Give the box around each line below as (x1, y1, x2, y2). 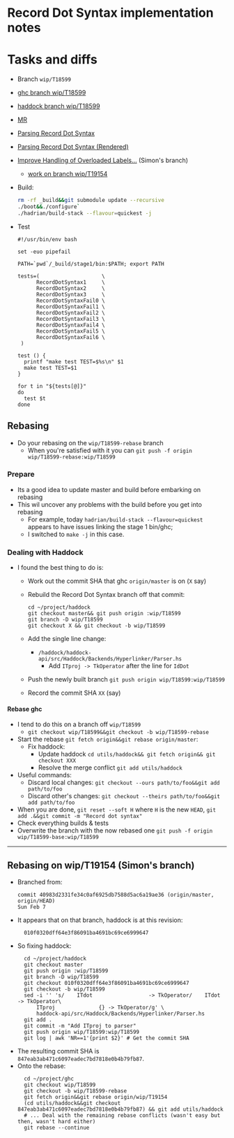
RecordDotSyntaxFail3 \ (36, 315, 106, 322)
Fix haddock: (27, 742, 65, 751)
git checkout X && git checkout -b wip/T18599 (27, 622, 166, 630)
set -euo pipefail (17, 248, 71, 255)
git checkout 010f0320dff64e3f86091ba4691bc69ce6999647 (24, 980, 189, 987)
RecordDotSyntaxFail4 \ (36, 322, 106, 329)
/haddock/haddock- (38, 649, 92, 656)
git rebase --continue (24, 1124, 90, 1132)
